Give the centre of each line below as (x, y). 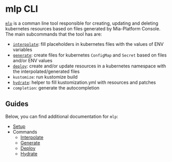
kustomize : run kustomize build (45, 77)
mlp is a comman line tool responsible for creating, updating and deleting (82, 23)
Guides (17, 104)
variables (22, 49)
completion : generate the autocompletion (56, 87)
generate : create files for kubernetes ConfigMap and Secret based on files (90, 55)
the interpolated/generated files (46, 71)
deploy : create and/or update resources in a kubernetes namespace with (89, 66)
